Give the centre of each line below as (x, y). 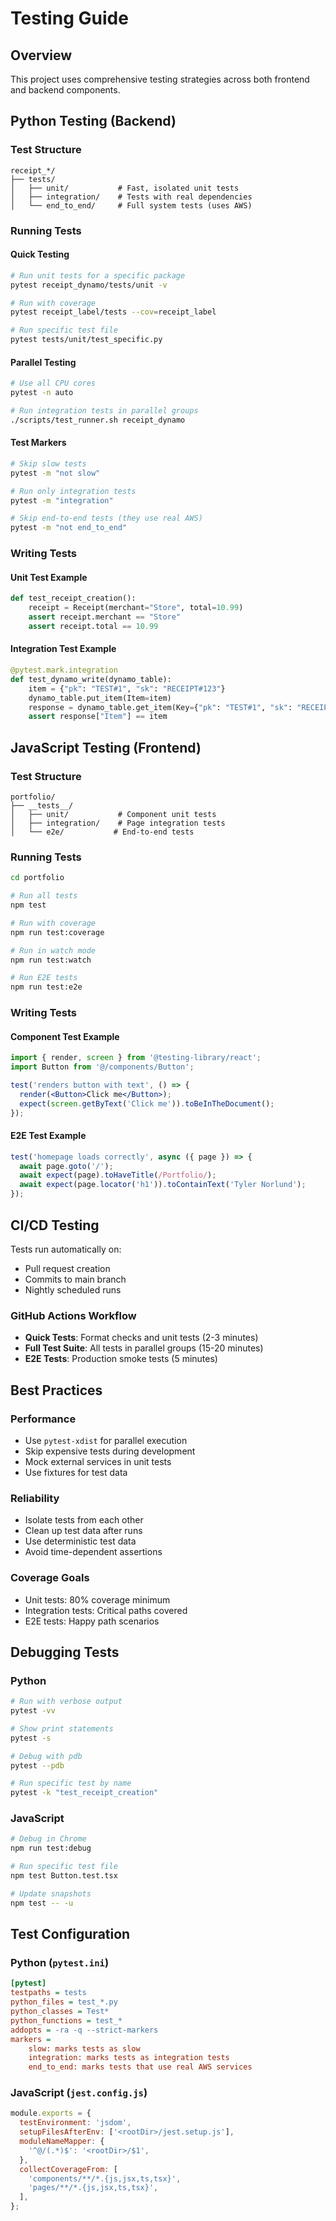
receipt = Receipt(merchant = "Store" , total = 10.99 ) (136, 608)
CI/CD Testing (55, 1225)
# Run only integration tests (73, 491)
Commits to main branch (75, 1279)
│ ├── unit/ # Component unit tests (113, 814)
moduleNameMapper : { (62, 2142)
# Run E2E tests (44, 978)
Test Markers (38, 443)
